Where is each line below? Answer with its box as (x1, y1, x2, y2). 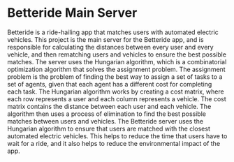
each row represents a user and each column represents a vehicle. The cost (7, 94, 226, 103)
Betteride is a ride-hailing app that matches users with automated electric (7, 28, 219, 36)
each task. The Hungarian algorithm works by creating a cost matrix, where (7, 87, 225, 96)
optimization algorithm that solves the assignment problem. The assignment (7, 65, 226, 73)
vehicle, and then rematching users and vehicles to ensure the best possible (7, 50, 227, 59)
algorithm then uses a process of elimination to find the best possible (7, 110, 206, 118)
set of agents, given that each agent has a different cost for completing (7, 80, 212, 88)
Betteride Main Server (7, 5, 138, 21)
